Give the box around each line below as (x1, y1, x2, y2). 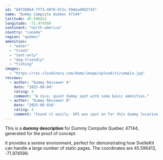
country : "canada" (5, 30, 42, 35)
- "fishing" (9, 62, 34, 67)
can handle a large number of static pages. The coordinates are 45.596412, (5, 145, 157, 151)
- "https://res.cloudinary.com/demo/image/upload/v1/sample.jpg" (9, 71, 145, 76)
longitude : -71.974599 (5, 21, 51, 26)
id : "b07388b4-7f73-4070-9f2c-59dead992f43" (5, 7, 97, 12)
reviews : (5, 75, 23, 80)
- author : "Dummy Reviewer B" (9, 98, 71, 103)
